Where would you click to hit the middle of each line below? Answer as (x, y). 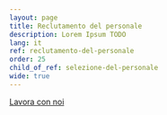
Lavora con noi (37, 102)
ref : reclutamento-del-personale (72, 51)
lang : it (26, 43)
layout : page (34, 18)
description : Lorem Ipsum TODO (68, 34)
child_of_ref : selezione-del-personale (84, 68)
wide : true (30, 76)
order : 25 (28, 59)
